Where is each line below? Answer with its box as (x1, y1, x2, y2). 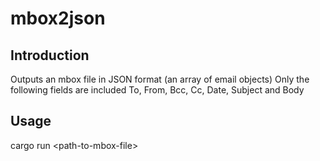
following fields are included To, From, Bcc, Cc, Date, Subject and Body (10, 84, 305, 96)
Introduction (10, 47, 90, 64)
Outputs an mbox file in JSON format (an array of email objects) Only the (10, 73, 310, 85)
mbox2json (10, 7, 106, 30)
